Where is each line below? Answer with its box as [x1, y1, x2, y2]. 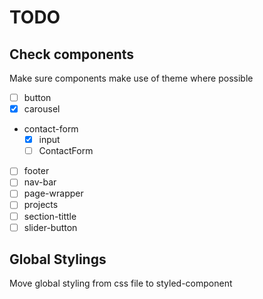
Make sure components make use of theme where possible [9, 72, 254, 84]
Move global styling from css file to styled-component [9, 277, 233, 290]
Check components [9, 46, 135, 63]
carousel [23, 103, 61, 115]
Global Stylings [9, 251, 107, 268]
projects [23, 199, 59, 211]
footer [23, 165, 50, 177]
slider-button [23, 221, 78, 233]
